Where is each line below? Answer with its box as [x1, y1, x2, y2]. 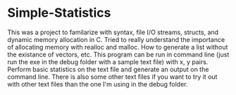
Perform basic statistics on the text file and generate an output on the [7, 65, 209, 73]
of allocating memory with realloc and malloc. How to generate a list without [7, 43, 228, 51]
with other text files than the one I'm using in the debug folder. [7, 80, 188, 88]
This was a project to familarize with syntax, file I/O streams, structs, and [7, 28, 219, 36]
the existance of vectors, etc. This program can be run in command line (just [7, 50, 230, 59]
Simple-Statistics [7, 5, 111, 21]
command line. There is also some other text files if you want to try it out [7, 72, 218, 81]
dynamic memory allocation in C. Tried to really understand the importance [7, 35, 225, 43]
